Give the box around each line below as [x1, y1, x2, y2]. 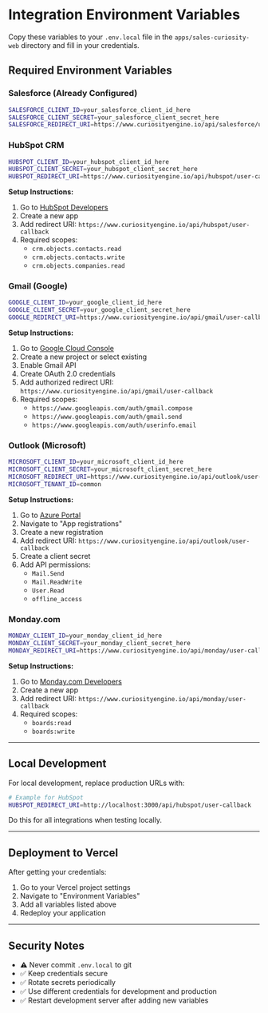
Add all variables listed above [19, 899, 117, 909]
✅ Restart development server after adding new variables [19, 995, 209, 1005]
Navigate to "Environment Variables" [19, 891, 140, 901]
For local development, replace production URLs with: [8, 778, 185, 788]
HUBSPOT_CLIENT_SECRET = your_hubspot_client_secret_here [8, 166, 198, 173]
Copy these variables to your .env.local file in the [8, 32, 173, 42]
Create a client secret [19, 551, 91, 560]
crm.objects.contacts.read [31, 245, 122, 253]
